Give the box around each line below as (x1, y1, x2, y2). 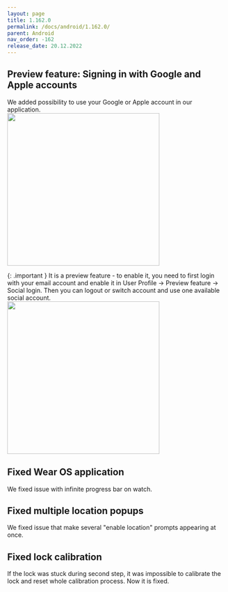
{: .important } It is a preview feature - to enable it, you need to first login (7, 271, 215, 280)
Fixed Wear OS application (7, 466, 124, 478)
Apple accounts (7, 79, 78, 91)
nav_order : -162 (7, 36, 54, 43)
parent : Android (7, 29, 54, 37)
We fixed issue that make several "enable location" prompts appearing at (7, 524, 216, 532)
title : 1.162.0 (7, 17, 51, 24)
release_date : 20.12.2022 (7, 43, 82, 50)
